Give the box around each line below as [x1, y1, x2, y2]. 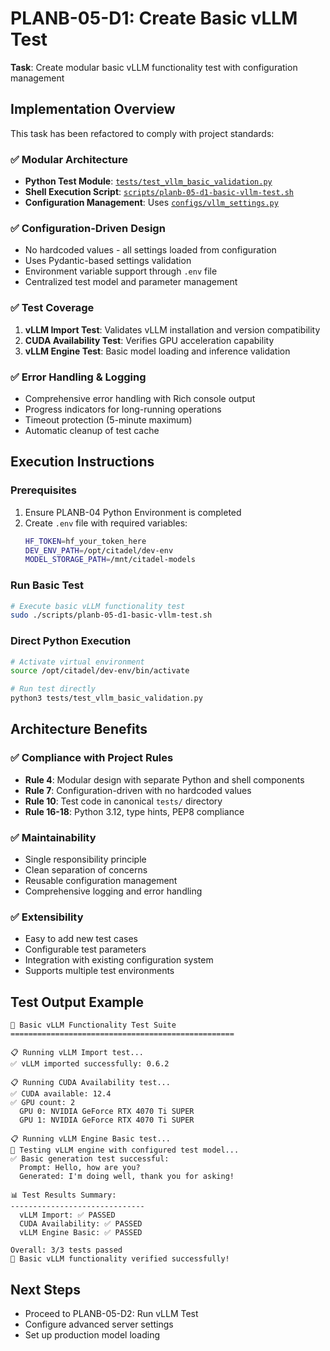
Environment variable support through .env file [24, 265, 218, 277]
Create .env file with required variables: [24, 517, 188, 529]
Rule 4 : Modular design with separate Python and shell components [24, 773, 305, 786]
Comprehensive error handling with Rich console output [24, 392, 256, 404]
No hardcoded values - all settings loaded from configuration [24, 244, 277, 256]
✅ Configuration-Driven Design [10, 221, 166, 235]
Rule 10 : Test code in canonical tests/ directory [24, 795, 223, 807]
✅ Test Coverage [10, 301, 95, 315]
